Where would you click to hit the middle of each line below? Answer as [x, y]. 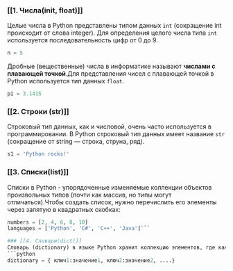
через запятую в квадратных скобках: [64, 209]
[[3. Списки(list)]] [38, 172]
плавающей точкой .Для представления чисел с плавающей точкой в [111, 74]
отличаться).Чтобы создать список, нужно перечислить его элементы [112, 202]
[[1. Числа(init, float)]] [45, 10]
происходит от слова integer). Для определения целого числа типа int [112, 33]
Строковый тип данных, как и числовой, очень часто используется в [109, 126]
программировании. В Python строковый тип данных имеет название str [116, 134]
